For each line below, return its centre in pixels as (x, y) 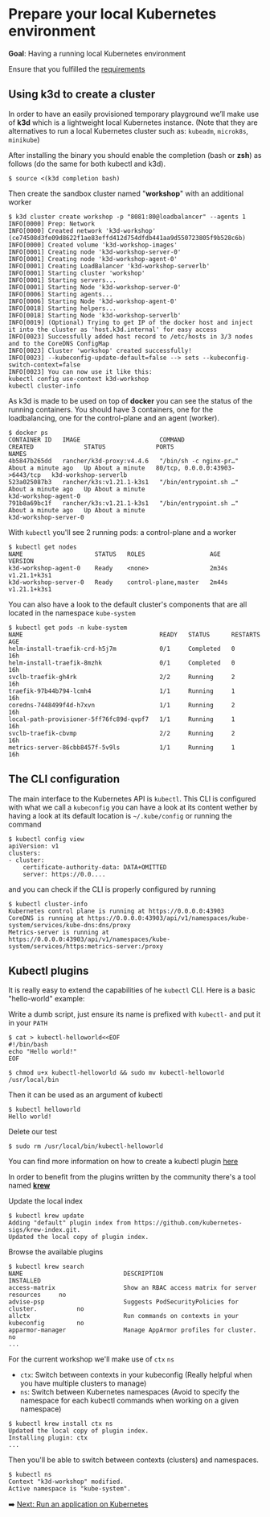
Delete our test (33, 1132)
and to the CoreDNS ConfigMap (59, 343)
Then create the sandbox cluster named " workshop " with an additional (126, 193)
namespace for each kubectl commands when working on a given (129, 1401)
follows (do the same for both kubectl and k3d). (87, 164)
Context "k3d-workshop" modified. (66, 1482)
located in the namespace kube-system (72, 612)
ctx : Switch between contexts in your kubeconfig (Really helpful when (136, 1375)
